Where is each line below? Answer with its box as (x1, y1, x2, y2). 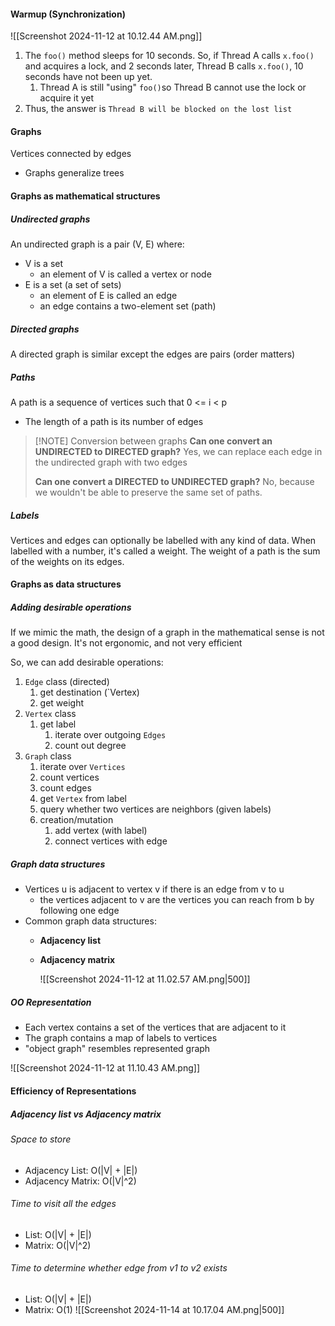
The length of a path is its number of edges (24, 415, 204, 427)
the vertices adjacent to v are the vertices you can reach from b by (39, 894, 315, 906)
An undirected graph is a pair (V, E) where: (10, 238, 185, 250)
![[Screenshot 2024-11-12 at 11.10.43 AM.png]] (10, 1062, 201, 1074)
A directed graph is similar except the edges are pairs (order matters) (10, 348, 296, 360)
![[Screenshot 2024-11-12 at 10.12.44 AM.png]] (10, 30, 203, 42)
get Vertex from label (39, 793, 127, 805)
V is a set (24, 257, 64, 269)
